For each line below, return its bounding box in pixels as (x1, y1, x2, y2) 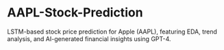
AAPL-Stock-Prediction (7, 5, 143, 21)
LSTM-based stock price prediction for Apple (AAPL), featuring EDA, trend (7, 27, 218, 36)
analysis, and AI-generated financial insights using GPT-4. (7, 34, 171, 42)
